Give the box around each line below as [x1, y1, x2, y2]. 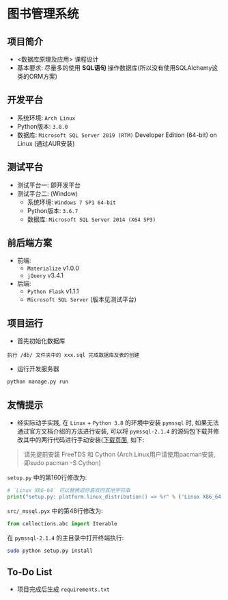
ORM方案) [29, 73, 58, 80]
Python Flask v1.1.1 [27, 287, 80, 295]
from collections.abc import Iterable [7, 520, 117, 527]
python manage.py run [7, 378, 69, 386]
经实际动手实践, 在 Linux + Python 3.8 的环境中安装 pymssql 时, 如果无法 [16, 418, 220, 427]
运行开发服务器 [16, 364, 59, 373]
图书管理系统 [7, 6, 80, 22]
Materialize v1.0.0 [27, 264, 80, 273]
